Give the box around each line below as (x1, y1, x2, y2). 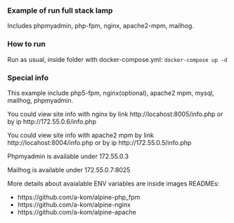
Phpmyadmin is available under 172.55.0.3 (7, 152, 129, 160)
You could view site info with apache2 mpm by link (7, 131, 155, 139)
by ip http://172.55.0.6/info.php (7, 117, 97, 125)
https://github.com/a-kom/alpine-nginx (17, 200, 131, 209)
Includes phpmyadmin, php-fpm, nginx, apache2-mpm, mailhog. (7, 22, 195, 30)
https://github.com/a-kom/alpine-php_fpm (17, 193, 141, 201)
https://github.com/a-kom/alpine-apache (17, 208, 137, 216)
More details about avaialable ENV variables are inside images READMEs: (7, 179, 220, 188)
